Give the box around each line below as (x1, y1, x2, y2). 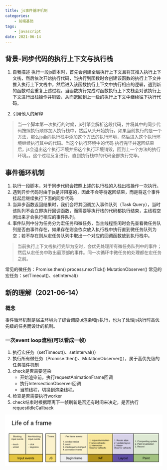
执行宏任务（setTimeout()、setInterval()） (12, 349, 99, 355)
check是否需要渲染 (12, 368, 51, 374)
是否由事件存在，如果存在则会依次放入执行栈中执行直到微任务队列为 (16, 226, 157, 232)
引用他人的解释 (12, 110, 43, 117)
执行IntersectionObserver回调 (19, 380, 81, 386)
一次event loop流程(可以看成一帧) (5, 337, 86, 344)
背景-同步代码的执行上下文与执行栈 (5, 55, 113, 63)
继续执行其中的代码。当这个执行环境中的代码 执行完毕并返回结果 (21, 140, 155, 146)
